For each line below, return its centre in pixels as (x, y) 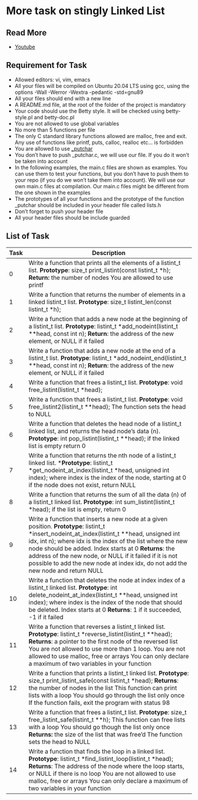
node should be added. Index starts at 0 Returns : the (102, 548)
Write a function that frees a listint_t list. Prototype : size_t (108, 712)
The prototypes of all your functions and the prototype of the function (99, 198)
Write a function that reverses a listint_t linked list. (97, 626)
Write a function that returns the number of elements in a (107, 295)
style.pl (24, 117)
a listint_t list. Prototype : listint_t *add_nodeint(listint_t (103, 326)
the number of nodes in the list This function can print (103, 688)
